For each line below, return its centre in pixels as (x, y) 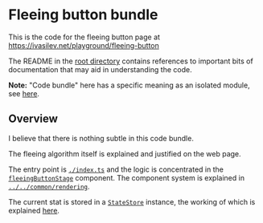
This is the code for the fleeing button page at (84, 37)
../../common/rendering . (49, 186)
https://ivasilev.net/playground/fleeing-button (84, 45)
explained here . (34, 210)
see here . (24, 93)
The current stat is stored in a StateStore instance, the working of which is (132, 201)
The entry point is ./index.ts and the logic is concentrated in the (116, 169)
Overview (33, 119)
